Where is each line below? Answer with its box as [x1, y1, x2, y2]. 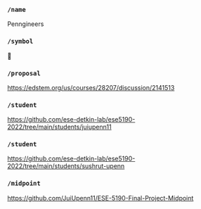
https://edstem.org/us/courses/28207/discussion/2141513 [7, 83, 175, 91]
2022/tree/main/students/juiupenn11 [7, 122, 112, 132]
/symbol [7, 37, 34, 46]
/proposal [7, 69, 41, 77]
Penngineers [7, 20, 44, 28]
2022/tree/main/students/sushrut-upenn [7, 162, 125, 170]
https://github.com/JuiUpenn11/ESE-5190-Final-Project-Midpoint [7, 194, 194, 202]
